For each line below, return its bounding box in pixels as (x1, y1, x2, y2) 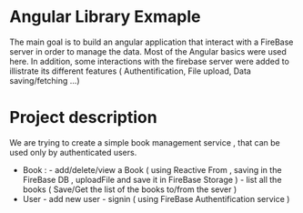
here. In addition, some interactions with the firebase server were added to (9, 56, 289, 66)
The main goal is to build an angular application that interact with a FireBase (9, 36, 294, 47)
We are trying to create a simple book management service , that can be (9, 137, 280, 147)
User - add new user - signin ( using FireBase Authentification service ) (22, 193, 290, 204)
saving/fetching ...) (9, 75, 80, 86)
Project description (9, 107, 157, 128)
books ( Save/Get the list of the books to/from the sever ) (22, 184, 237, 195)
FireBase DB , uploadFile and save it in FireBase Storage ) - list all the (22, 174, 282, 185)
